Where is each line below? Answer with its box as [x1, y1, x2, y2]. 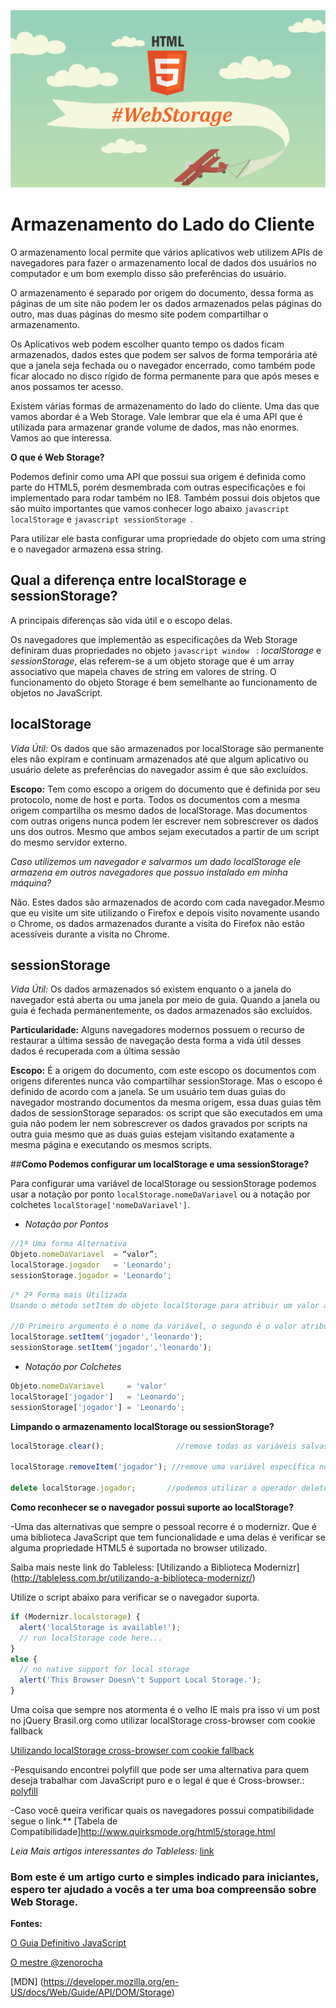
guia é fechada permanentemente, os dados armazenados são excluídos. [10, 1005, 313, 1017]
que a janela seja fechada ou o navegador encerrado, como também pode [10, 359, 316, 371]
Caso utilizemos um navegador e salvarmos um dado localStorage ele [10, 855, 302, 867]
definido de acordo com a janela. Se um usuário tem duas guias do [10, 1086, 286, 1098]
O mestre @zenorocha [10, 1956, 103, 1969]
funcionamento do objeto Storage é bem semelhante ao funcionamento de [10, 676, 318, 688]
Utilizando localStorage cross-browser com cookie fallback [10, 1745, 255, 1757]
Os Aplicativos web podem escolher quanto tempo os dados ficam [10, 338, 285, 350]
